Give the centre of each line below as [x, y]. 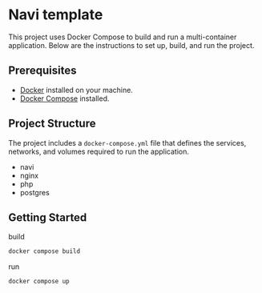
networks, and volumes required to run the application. [99, 151]
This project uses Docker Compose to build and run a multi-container [123, 37]
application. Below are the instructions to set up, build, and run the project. [131, 45]
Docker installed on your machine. [77, 90]
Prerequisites [42, 71]
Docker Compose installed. [64, 98]
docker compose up [39, 282]
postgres [34, 192]
